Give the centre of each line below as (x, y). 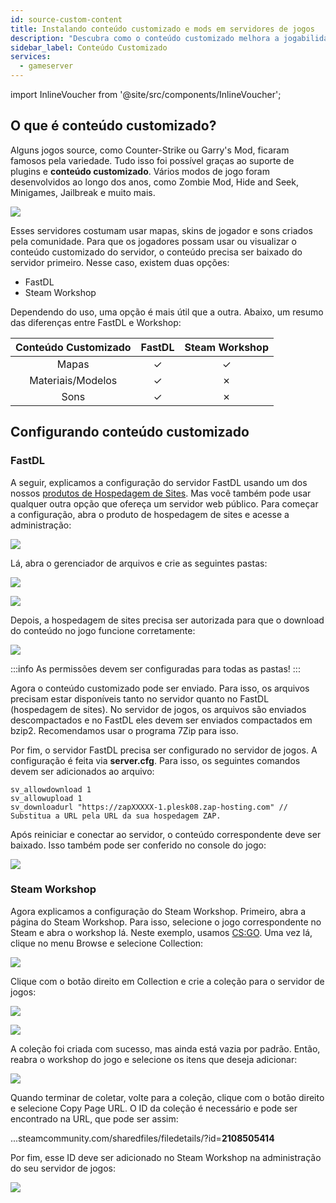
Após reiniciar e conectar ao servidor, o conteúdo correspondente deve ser (166, 834)
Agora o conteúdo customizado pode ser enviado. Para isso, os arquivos (160, 688)
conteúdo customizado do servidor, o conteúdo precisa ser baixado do (156, 252)
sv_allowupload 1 (46, 798)
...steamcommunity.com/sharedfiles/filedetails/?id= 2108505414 (142, 1138)
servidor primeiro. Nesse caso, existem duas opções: (120, 262)
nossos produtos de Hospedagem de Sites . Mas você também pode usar (161, 493)
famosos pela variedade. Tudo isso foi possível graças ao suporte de (152, 160)
